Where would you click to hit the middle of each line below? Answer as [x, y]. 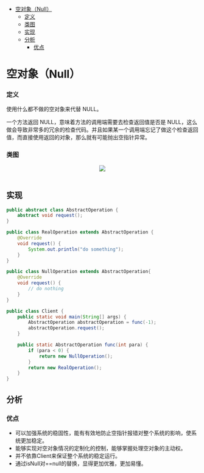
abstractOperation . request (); [66, 328]
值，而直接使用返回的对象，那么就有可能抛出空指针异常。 [78, 137]
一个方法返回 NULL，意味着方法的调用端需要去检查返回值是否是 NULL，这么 [102, 122]
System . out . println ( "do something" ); [76, 249]
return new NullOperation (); [76, 356]
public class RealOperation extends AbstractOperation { [80, 232]
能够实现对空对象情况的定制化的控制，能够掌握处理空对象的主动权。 [100, 448]
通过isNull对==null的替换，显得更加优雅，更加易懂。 [81, 463]
